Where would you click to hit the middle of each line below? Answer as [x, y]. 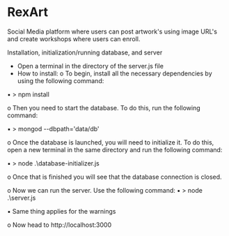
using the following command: [61, 80]
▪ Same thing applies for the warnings [62, 211]
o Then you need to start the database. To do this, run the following [104, 108]
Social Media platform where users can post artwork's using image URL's [112, 31]
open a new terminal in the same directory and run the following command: [115, 149]
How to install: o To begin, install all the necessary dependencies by [114, 73]
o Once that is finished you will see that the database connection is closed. [114, 177]
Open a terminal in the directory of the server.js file [90, 66]
